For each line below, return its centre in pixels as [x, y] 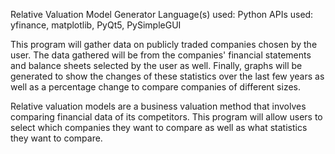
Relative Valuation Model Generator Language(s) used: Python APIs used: [162, 14]
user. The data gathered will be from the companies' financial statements [161, 55]
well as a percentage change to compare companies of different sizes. [156, 87]
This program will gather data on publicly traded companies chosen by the [164, 44]
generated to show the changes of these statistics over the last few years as [167, 76]
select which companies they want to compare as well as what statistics [159, 127]
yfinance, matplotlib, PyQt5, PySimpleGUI [96, 25]
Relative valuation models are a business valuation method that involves [158, 106]
